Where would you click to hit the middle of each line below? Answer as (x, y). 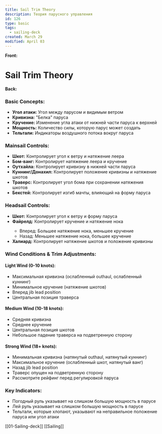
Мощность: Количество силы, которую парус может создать (76, 127)
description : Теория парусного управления (49, 14)
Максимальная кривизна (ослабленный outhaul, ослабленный (77, 276)
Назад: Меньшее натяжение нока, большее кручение (75, 236)
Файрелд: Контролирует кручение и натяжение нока (68, 221)
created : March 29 (24, 37)
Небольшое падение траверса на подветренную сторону (72, 335)
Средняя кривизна (31, 319)
